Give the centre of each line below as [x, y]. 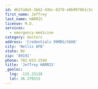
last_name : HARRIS [24, 19]
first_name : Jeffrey [26, 14]
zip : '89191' [18, 56]
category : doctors [24, 38]
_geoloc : [14, 70]
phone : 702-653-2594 [26, 60]
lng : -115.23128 [26, 74]
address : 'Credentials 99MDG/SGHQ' [41, 42]
